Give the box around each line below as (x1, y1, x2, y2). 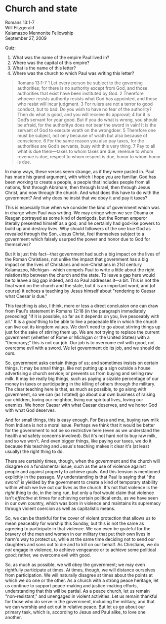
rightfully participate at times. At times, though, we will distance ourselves (5, 566, 156, 573)
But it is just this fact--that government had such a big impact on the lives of (5, 251, 160, 257)
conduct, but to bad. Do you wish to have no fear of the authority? (17, 106, 152, 112)
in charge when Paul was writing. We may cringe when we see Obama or (5, 209, 154, 216)
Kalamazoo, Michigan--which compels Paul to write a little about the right (5, 266, 155, 273)
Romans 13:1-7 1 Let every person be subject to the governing (17, 80, 143, 86)
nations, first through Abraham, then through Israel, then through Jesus (5, 184, 151, 190)
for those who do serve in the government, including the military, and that (5, 598, 155, 604)
